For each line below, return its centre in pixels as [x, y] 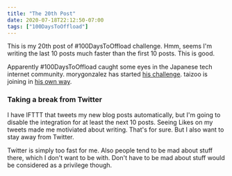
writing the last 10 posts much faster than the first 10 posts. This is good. [111, 53]
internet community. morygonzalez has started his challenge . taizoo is [108, 74]
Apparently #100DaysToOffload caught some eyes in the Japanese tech [110, 67]
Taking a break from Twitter [55, 100]
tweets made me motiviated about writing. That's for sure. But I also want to [116, 130]
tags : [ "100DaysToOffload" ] [48, 26]
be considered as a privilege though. [60, 165]
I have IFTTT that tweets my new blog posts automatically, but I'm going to [114, 114]
